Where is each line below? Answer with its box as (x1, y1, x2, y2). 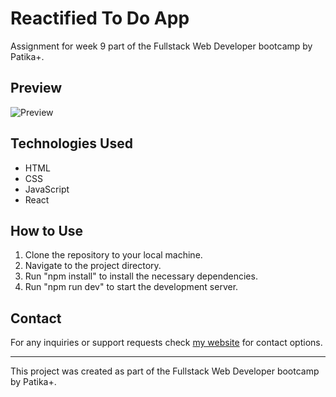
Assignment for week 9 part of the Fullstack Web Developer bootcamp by (10, 40, 313, 52)
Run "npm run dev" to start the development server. (24, 281, 239, 293)
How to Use (10, 222, 84, 239)
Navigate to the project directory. (24, 260, 162, 272)
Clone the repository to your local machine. (24, 249, 203, 261)
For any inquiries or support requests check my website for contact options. (10, 337, 323, 349)
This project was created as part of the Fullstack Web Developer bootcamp (10, 365, 320, 377)
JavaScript (24, 183, 70, 195)
